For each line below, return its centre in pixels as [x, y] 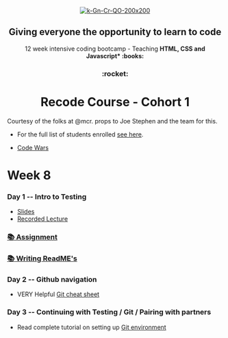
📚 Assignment [33, 237]
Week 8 [29, 175]
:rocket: [115, 73]
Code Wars [33, 147]
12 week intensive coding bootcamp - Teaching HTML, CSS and [115, 49]
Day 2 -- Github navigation [52, 279]
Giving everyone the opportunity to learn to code [115, 32]
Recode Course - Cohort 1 [115, 102]
